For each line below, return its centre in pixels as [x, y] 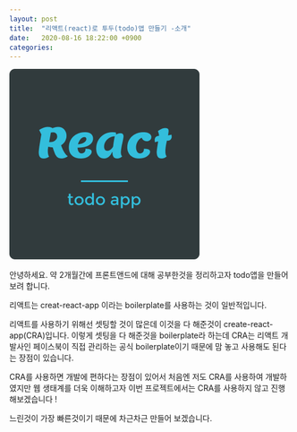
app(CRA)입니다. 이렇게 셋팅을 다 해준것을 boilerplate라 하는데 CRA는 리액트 [144, 335]
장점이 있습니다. [46, 358]
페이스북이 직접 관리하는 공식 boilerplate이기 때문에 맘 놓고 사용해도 [151, 347]
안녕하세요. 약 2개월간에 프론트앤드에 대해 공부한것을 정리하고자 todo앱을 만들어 [149, 275]
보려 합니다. [30, 286]
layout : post [34, 19]
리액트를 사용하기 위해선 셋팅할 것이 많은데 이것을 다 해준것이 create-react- [141, 324]
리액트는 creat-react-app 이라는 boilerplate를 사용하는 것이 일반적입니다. [138, 306]
